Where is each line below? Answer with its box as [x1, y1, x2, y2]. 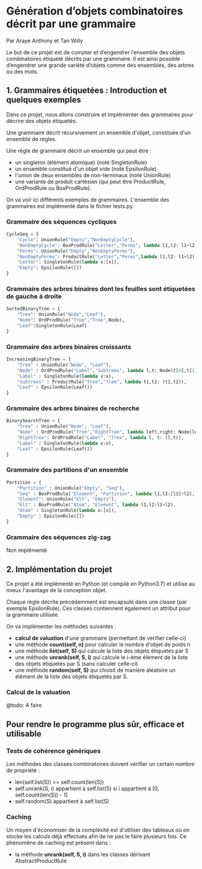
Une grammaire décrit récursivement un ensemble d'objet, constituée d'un [6, 128, 191, 136]
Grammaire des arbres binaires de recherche [6, 404, 139, 412]
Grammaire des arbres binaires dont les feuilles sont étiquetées [6, 285, 195, 293]
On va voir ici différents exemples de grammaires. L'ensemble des [6, 196, 170, 203]
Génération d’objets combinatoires [6, 4, 183, 18]
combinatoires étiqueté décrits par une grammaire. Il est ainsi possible [6, 55, 180, 62]
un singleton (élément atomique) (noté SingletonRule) [14, 159, 147, 166]
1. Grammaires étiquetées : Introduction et [6, 86, 167, 96]
